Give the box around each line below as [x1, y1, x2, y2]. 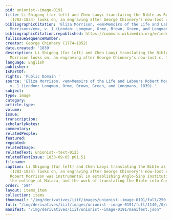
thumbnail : [5, 197, 29, 202]
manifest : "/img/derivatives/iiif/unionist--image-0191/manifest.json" [5, 207, 161, 212]
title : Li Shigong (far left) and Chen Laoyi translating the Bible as [5, 12, 161, 17]
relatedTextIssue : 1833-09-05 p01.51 [5, 155, 86, 160]
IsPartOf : [5, 69, 27, 75]
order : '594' [5, 183, 33, 188]
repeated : [5, 140, 27, 145]
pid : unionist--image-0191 [5, 7, 63, 13]
